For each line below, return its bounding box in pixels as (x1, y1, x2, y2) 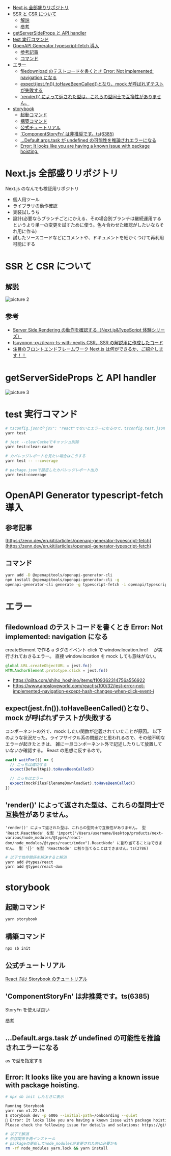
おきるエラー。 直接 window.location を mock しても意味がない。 (22, 653, 159, 659)
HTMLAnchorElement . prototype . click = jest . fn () (5, 668, 108, 673)
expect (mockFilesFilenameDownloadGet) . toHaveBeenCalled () (10, 781, 136, 786)
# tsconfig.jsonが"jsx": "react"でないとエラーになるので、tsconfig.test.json (5, 426, 165, 431)
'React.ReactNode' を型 (5, 831, 54, 836)
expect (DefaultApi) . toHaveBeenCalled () (10, 767, 95, 772)
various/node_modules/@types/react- (5, 835, 83, 840)
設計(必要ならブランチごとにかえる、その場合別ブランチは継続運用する (12, 215, 162, 222)
